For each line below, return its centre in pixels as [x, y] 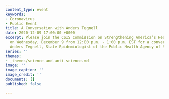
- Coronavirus [20, 19]
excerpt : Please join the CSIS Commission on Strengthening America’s [81, 38]
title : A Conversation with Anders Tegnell [52, 28]
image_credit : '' [23, 75]
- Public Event [21, 24]
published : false [23, 84]
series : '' [17, 51]
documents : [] [20, 79]
